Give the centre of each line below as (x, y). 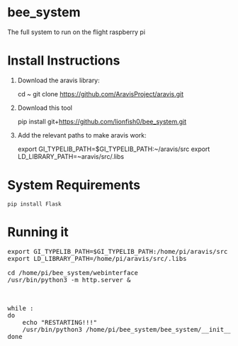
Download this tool (45, 108)
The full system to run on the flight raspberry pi (76, 32)
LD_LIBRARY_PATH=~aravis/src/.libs (71, 156)
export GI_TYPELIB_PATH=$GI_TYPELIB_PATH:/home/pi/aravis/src (118, 251)
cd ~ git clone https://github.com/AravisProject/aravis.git (101, 94)
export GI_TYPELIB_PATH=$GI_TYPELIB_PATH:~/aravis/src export (114, 149)
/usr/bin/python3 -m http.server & (69, 280)
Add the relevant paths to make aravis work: (82, 135)
